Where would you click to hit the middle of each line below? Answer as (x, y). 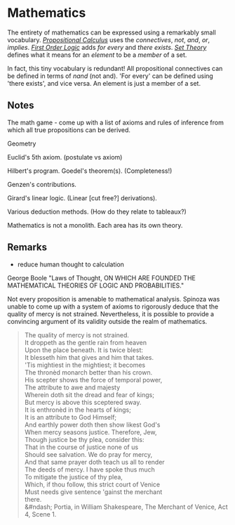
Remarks (27, 247)
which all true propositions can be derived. (69, 130)
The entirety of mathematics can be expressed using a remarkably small (112, 32)
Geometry (22, 143)
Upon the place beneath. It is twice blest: (84, 350)
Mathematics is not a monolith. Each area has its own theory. (95, 225)
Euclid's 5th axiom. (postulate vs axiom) (65, 157)
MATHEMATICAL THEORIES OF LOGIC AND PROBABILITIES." (96, 285)
